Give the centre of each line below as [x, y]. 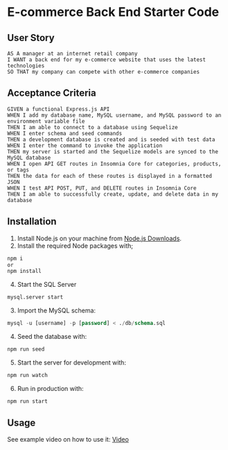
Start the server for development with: [72, 362]
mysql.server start [35, 297]
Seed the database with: [52, 336]
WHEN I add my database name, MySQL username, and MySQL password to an [114, 115]
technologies [26, 66]
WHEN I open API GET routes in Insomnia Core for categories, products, [114, 164]
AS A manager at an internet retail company [72, 53]
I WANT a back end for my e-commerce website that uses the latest [107, 60]
